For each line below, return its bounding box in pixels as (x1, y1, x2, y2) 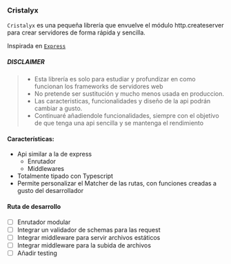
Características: (7, 134, 55, 143)
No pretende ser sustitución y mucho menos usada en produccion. (34, 90, 225, 98)
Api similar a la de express (17, 150, 92, 159)
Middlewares (27, 165, 64, 173)
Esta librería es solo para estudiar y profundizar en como (34, 75, 196, 83)
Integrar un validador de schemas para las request (17, 225, 161, 234)
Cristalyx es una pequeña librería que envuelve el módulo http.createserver (7, 21, 224, 30)
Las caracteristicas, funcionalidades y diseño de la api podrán (34, 97, 211, 105)
